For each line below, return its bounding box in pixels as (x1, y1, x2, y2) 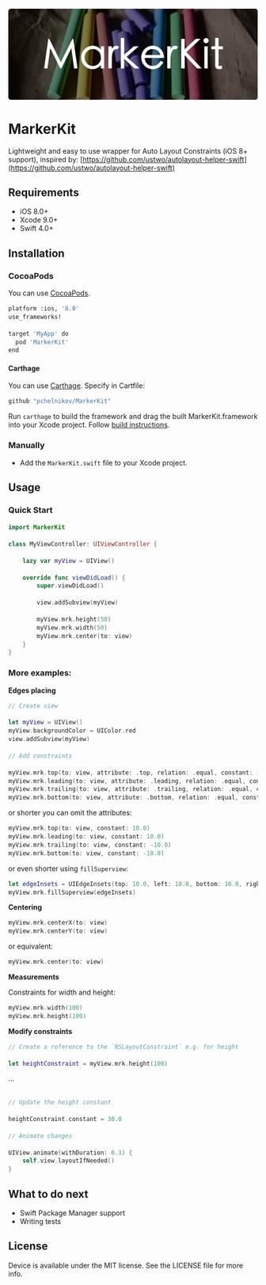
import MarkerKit (8, 523, 66, 531)
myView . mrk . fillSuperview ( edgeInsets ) (8, 888, 136, 896)
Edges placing (8, 686, 57, 695)
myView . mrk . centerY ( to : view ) (8, 927, 108, 935)
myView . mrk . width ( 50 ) (36, 623, 108, 632)
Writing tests (19, 1216, 62, 1226)
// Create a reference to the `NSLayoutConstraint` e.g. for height (8, 1043, 239, 1051)
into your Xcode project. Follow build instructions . (8, 420, 170, 430)
